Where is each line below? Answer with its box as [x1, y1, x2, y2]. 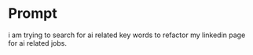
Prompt [8, 5, 57, 22]
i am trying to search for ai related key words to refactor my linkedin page [8, 30, 246, 40]
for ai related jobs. [8, 38, 67, 47]
